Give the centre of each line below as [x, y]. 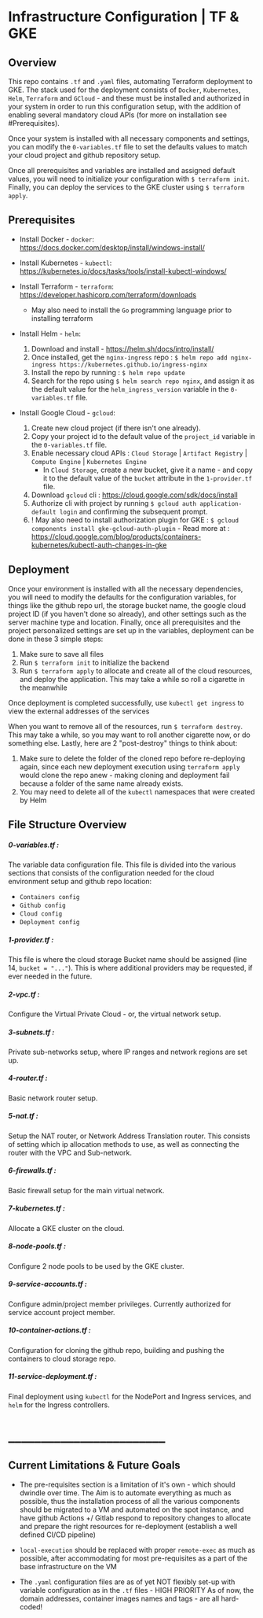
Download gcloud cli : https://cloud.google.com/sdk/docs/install [134, 495]
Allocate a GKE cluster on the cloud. [66, 1228]
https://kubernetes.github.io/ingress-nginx [133, 365]
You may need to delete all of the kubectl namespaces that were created [137, 791]
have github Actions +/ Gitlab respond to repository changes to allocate [135, 1517]
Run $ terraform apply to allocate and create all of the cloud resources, [136, 671]
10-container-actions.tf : [50, 1330]
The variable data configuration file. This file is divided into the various [122, 864]
